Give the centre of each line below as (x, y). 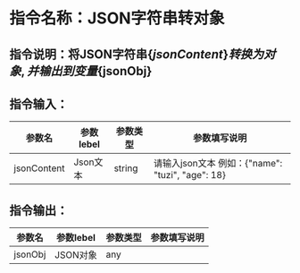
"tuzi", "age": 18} (189, 175)
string (126, 168)
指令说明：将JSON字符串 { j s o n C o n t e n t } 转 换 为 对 (142, 54)
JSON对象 (76, 255)
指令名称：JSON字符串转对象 (117, 18)
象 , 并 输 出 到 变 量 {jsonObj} (81, 71)
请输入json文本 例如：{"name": (218, 164)
